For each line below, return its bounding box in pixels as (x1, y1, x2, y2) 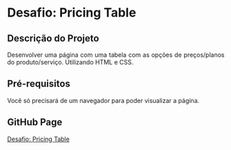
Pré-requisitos (7, 78, 71, 90)
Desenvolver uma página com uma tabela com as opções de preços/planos (7, 50, 225, 59)
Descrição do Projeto (7, 32, 99, 44)
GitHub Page (7, 116, 63, 129)
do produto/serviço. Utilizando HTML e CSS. (7, 58, 134, 66)
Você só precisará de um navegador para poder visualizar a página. (7, 96, 200, 104)
